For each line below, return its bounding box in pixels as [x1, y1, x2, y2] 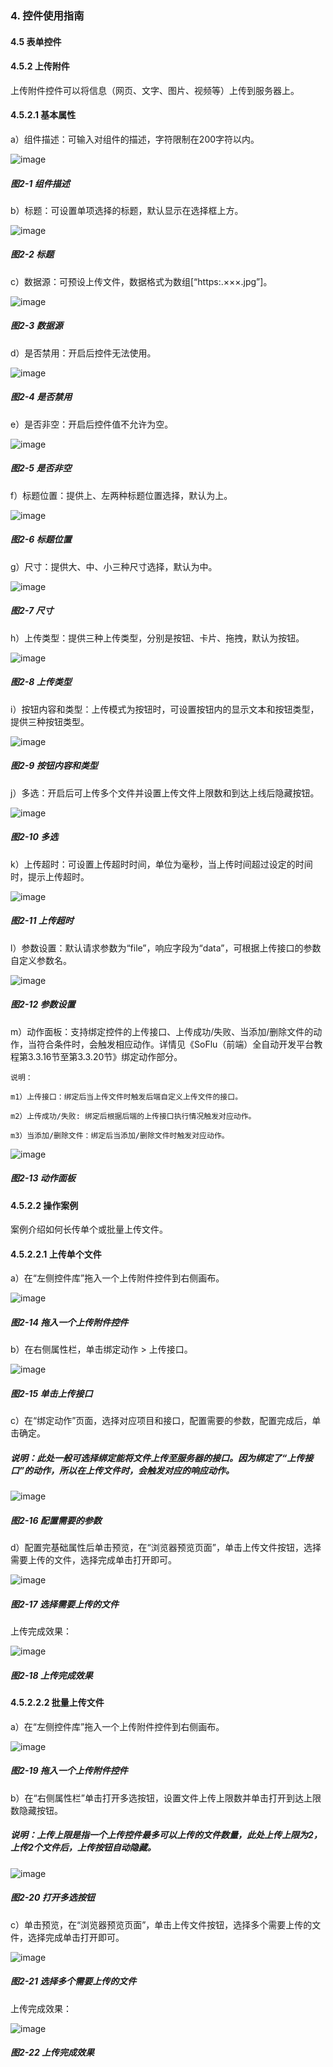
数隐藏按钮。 [10, 1804, 63, 1816]
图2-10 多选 [10, 831, 59, 843]
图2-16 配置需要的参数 [10, 1514, 102, 1526]
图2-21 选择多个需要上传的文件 [10, 1975, 137, 1987]
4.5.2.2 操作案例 [10, 1199, 79, 1211]
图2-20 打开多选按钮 [10, 1892, 95, 1904]
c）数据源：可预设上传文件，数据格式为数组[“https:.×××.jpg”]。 [10, 275, 273, 287]
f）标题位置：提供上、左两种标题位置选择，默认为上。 [10, 489, 233, 501]
